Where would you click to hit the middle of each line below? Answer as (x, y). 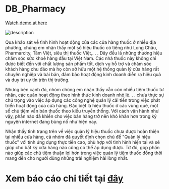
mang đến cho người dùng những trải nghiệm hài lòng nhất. (67, 158)
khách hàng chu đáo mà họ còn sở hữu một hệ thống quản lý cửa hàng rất (82, 69)
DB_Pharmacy (36, 9)
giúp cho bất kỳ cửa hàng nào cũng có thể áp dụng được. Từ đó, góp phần (82, 147)
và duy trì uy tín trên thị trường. (37, 80)
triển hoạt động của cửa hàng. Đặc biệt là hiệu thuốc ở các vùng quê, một (82, 105)
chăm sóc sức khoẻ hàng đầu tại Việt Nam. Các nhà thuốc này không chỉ (81, 58)
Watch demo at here (26, 23)
